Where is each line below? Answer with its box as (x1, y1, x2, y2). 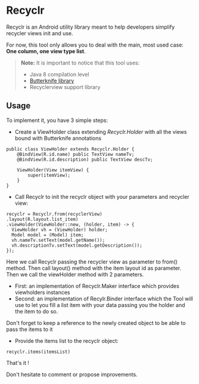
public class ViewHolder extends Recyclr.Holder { (6, 146, 135, 152)
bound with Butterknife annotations (14, 134, 102, 142)
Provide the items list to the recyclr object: (14, 337, 119, 344)
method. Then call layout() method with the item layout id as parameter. (6, 264, 182, 272)
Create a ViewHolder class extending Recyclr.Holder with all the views (14, 128, 187, 135)
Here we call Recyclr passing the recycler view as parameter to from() (6, 258, 178, 265)
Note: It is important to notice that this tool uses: (20, 59, 140, 66)
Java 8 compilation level (29, 70, 89, 78)
